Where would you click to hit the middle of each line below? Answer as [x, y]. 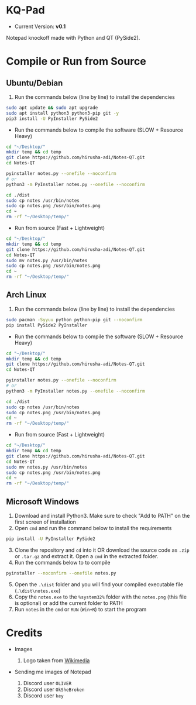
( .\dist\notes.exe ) [37, 590]
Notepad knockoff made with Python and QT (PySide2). [73, 37]
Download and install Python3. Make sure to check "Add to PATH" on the [102, 515]
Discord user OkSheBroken [54, 689]
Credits [24, 633]
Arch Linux [26, 295]
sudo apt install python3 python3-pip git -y [62, 113]
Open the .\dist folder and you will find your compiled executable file [99, 584]
